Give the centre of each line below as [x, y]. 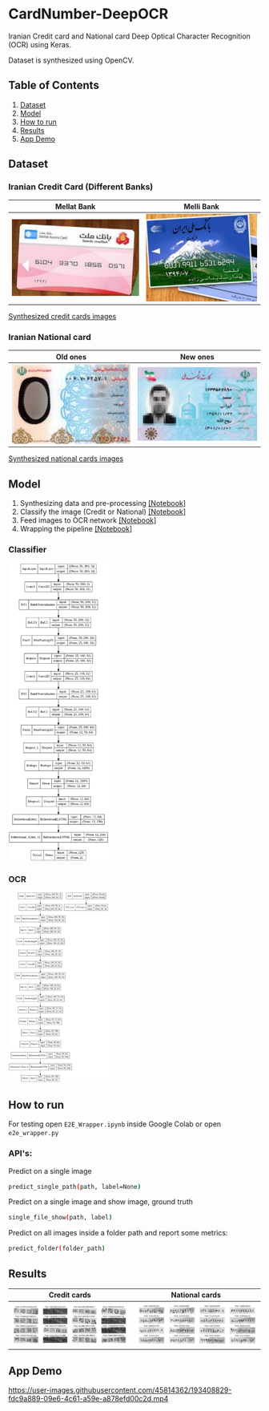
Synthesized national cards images [66, 459]
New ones [197, 357]
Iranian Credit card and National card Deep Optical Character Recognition [129, 36]
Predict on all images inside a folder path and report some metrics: [118, 1233]
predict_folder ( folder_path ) [57, 1249]
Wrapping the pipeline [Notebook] [76, 529]
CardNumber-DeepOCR [88, 14]
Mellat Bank [75, 206]
